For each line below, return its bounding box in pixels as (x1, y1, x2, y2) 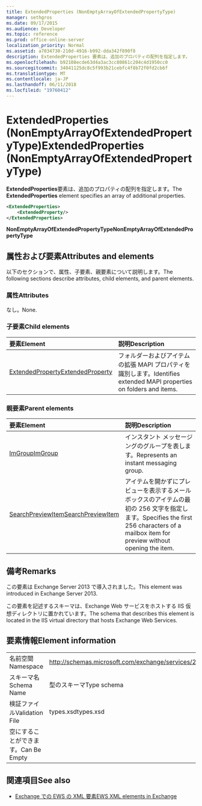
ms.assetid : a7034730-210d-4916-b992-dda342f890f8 (6, 48, 136, 54)
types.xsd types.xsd (49, 707, 105, 716)
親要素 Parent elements (6, 404, 74, 412)
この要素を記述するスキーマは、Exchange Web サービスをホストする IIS (6, 602, 185, 609)
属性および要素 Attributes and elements (6, 251, 155, 261)
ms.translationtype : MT (6, 71, 66, 77)
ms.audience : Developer (6, 25, 66, 32)
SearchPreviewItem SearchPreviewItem (9, 510, 120, 518)
